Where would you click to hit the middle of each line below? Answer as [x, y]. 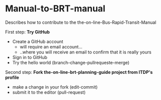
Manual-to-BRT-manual [55, 9]
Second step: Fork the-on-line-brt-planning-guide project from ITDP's [79, 72]
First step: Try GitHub [28, 32]
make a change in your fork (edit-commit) [55, 87]
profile [12, 77]
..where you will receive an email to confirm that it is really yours [85, 52]
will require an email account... [51, 47]
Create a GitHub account [38, 41]
